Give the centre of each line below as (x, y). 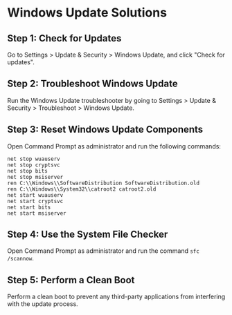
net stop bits (28, 171)
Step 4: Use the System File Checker (88, 235)
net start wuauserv (35, 195)
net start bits (29, 207)
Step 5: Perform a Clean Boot (71, 280)
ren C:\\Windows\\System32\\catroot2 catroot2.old (82, 189)
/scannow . (21, 258)
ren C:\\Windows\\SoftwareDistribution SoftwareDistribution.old (103, 183)
